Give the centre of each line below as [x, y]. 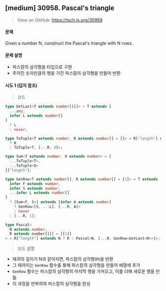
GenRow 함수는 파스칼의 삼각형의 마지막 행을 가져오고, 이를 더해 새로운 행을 [83, 271]
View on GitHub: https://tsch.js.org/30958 [60, 20]
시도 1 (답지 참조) [21, 85]
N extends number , [29, 229]
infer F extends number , [35, 184]
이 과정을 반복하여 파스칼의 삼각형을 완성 [51, 284]
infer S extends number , [35, 188]
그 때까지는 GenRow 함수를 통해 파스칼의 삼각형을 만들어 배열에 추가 [76, 265]
